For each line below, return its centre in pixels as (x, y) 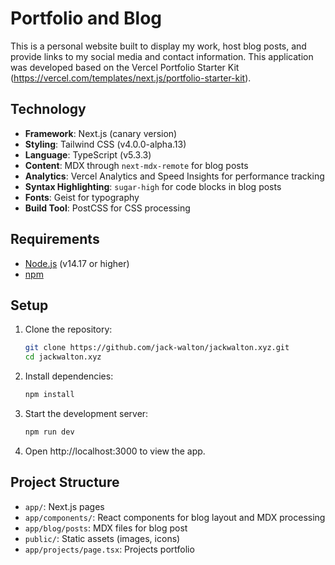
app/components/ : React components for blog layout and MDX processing (175, 517)
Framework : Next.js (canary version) (101, 133)
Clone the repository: (68, 329)
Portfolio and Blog (86, 18)
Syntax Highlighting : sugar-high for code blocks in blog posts (153, 186)
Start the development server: (86, 413)
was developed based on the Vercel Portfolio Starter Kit (125, 67)
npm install (49, 395)
